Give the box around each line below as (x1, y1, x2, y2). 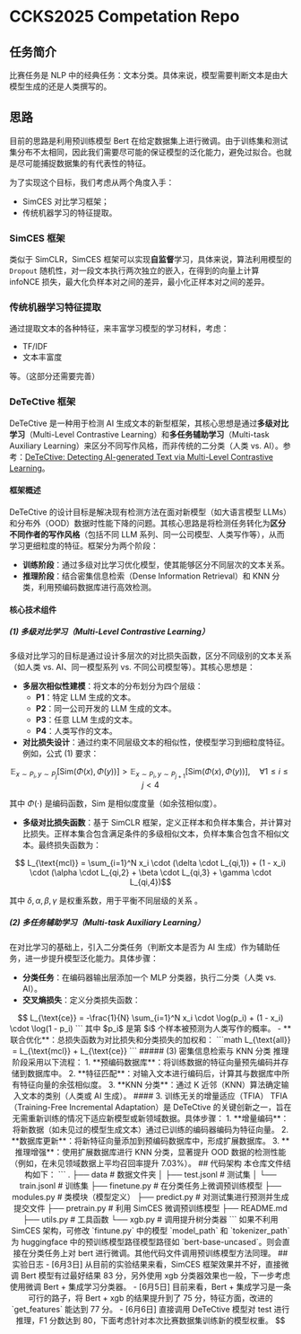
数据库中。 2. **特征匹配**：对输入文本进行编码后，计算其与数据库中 (26, 1067, 282, 1079)
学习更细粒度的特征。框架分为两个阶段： (9, 540, 159, 551)
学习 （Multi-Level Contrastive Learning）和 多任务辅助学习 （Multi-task (9, 428, 271, 439)
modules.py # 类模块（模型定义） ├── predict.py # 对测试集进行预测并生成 (12, 1191, 289, 1202)
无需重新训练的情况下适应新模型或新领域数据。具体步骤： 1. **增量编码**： (12, 1112, 289, 1124)
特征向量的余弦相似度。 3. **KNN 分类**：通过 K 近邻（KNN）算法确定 (19, 1079, 282, 1090)
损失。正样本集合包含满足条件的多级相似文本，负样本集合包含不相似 (30, 828, 282, 839)
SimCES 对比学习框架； (21, 196, 109, 207)
